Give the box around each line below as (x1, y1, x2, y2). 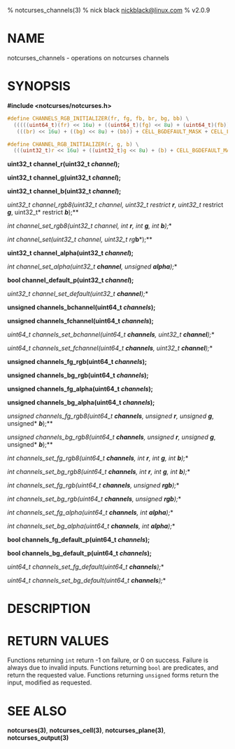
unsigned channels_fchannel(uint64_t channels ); (7, 317, 154, 325)
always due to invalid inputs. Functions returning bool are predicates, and (7, 663, 219, 672)
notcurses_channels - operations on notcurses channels (7, 53, 169, 62)
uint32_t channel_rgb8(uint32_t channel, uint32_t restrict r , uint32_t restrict (7, 201, 224, 209)
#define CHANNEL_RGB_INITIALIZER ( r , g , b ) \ (7, 140, 139, 148)
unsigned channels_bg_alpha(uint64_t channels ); (7, 398, 155, 407)
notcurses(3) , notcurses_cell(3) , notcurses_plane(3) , (7, 726, 166, 735)
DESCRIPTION (7, 601, 91, 616)
